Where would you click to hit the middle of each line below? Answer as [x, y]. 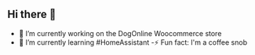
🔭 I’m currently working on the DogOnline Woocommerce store [120, 33]
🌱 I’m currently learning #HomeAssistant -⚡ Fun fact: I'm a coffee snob [133, 42]
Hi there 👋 [32, 15]
